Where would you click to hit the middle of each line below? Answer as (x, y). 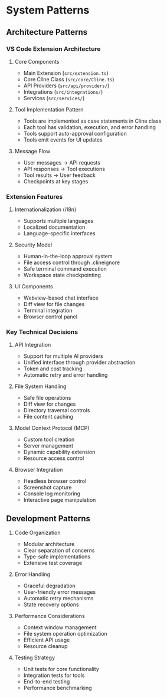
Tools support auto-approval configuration (75, 133)
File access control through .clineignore (71, 262)
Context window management (60, 627)
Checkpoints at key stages (56, 181)
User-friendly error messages (60, 592)
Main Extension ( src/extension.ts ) (66, 73)
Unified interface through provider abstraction (79, 363)
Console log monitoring (52, 494)
